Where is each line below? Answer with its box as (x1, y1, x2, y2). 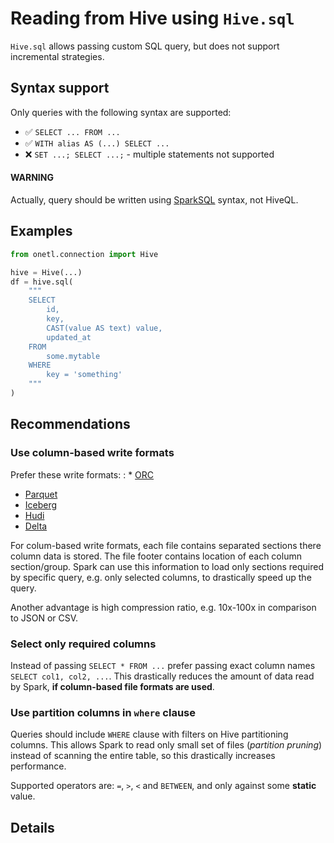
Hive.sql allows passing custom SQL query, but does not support (10, 40, 280, 52)
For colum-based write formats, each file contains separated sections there (10, 539, 322, 551)
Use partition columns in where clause (10, 705, 196, 719)
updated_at (46, 332, 92, 342)
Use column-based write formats (10, 446, 175, 460)
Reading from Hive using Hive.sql (10, 7, 295, 30)
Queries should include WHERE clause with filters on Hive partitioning (10, 728, 289, 741)
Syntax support (10, 80, 110, 97)
